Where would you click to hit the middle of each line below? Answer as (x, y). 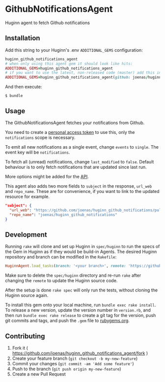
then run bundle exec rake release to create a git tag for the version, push (81, 316)
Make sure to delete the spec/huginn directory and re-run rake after (73, 275)
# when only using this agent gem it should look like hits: (69, 64)
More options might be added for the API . (47, 176)
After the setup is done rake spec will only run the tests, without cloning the (82, 290)
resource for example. (27, 196)
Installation (23, 38)
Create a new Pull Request (39, 374)
